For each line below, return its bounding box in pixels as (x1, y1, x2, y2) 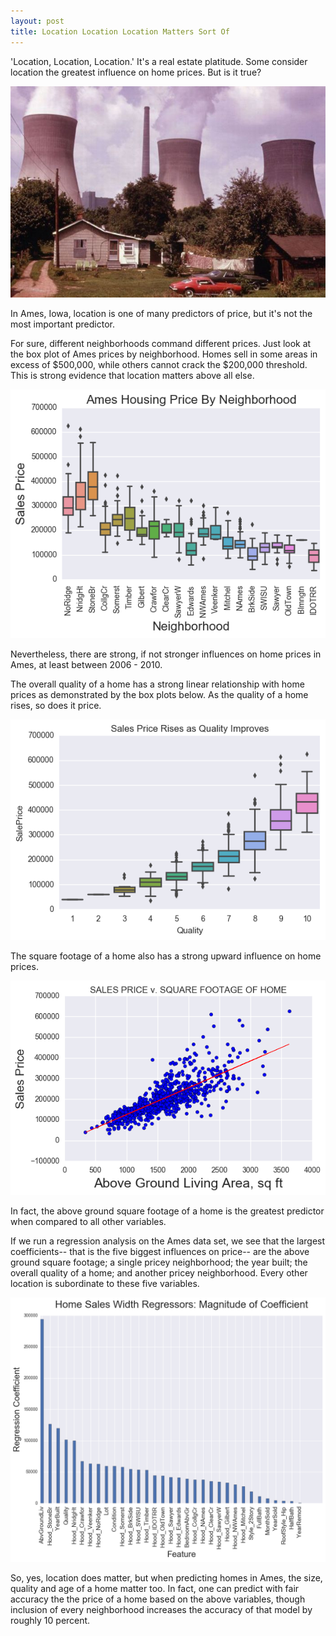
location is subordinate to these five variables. (10, 1277, 200, 1289)
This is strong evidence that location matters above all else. (10, 369, 255, 381)
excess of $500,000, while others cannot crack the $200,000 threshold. (10, 358, 308, 370)
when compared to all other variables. (10, 1215, 167, 1227)
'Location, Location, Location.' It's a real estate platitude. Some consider (10, 55, 308, 67)
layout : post (10, 16, 65, 26)
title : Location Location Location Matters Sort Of (10, 26, 230, 37)
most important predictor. (10, 318, 115, 330)
